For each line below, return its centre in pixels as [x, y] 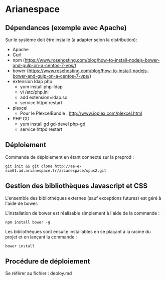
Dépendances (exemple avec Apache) [66, 28]
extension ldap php [32, 81]
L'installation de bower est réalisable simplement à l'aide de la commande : [82, 213]
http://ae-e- [68, 166]
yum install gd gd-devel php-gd [53, 124]
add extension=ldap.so [44, 97]
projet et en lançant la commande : [41, 237]
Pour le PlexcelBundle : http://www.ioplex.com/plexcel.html [81, 113]
